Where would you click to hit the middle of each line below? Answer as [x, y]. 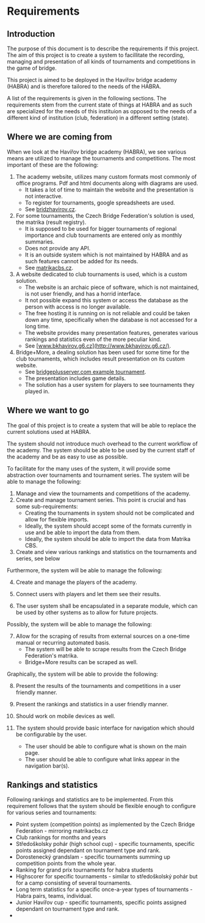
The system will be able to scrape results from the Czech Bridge [106, 649]
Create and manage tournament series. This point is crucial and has [101, 499]
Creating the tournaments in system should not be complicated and [110, 513]
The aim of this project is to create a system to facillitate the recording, [96, 55]
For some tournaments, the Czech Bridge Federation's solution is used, [105, 215]
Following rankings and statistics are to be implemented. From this [90, 799]
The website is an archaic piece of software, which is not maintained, [112, 287]
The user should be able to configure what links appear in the [102, 759]
